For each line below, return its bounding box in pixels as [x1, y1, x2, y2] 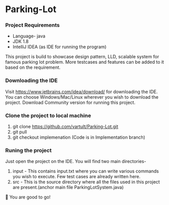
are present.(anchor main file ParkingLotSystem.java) [12, 184, 124, 190]
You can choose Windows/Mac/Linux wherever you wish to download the [5, 94, 158, 100]
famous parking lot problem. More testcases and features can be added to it [5, 59, 164, 65]
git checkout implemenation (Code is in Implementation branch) [12, 134, 146, 140]
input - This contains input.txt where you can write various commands [12, 168, 159, 174]
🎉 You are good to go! [5, 194, 51, 200]
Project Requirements [5, 22, 60, 29]
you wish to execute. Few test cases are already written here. [12, 174, 141, 180]
